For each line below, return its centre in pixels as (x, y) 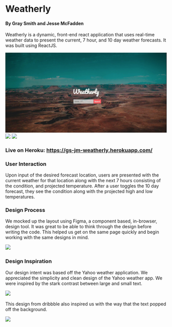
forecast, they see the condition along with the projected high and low (79, 191)
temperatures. (20, 197)
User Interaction (26, 164)
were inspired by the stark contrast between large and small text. (74, 283)
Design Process (25, 210)
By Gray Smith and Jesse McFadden (45, 23)
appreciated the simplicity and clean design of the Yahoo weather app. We (84, 278)
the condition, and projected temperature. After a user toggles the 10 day (82, 186)
